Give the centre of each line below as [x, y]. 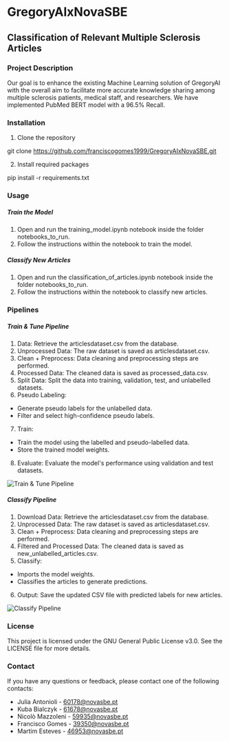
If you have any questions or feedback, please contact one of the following [113, 681]
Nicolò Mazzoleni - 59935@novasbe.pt [73, 716]
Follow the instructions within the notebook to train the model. [105, 244]
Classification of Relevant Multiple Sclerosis [104, 38]
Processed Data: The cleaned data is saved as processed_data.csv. [112, 372]
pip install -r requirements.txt [48, 178]
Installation [26, 123]
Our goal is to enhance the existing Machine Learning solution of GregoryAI [114, 83]
